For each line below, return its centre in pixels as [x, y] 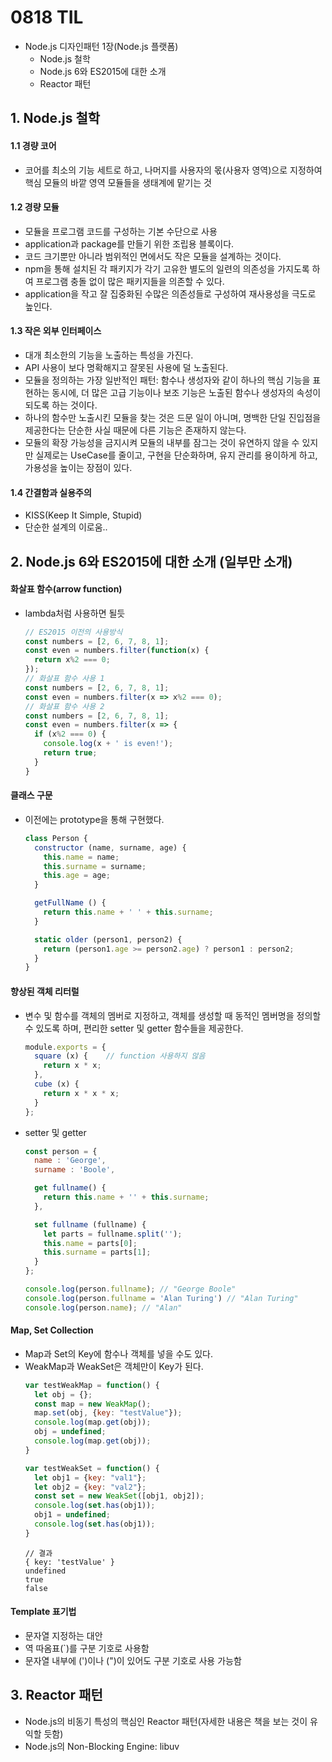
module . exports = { [65, 1047]
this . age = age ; [77, 876]
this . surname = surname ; [95, 866]
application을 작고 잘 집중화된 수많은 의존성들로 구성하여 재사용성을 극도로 [170, 293]
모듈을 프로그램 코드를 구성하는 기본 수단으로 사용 [121, 231]
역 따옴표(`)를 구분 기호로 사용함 [87, 1648]
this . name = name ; [81, 857]
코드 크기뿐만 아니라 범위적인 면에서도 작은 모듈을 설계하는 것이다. [153, 256]
